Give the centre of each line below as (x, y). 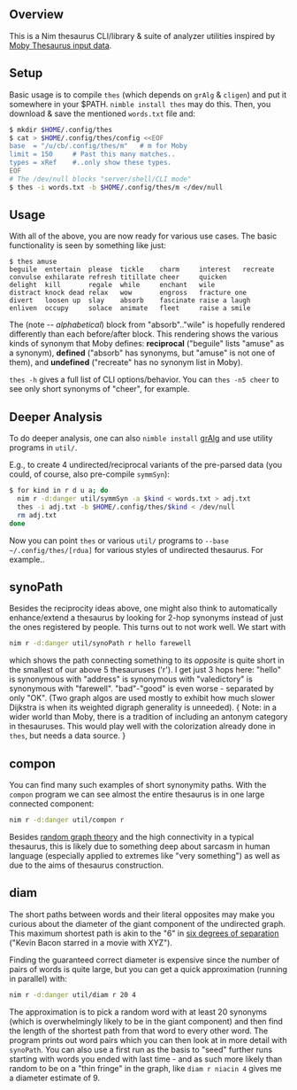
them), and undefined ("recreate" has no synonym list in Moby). (126, 362)
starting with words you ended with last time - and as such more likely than (146, 1059)
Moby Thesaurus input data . (61, 45)
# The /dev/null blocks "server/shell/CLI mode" (100, 179)
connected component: (52, 804)
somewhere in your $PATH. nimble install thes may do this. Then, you (140, 104)
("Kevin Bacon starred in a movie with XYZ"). (91, 942)
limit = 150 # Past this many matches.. (92, 154)
